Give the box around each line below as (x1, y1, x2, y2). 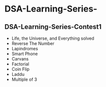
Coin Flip (11, 66, 30, 72)
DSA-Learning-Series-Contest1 (4, 23, 102, 31)
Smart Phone (11, 51, 38, 57)
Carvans (11, 56, 29, 61)
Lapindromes (11, 46, 38, 51)
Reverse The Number (11, 41, 54, 46)
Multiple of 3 (11, 76, 37, 82)
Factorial (11, 61, 30, 67)
